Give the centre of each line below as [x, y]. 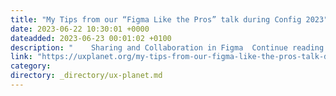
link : [21, 57]
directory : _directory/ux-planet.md [86, 76]
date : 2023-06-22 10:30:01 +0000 [80, 29]
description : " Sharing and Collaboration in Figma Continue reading [167, 47]
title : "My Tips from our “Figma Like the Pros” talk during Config [156, 19]
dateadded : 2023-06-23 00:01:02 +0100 [91, 38]
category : [31, 66]
